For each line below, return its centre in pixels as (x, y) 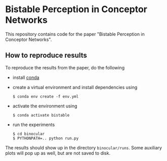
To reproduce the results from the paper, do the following (65, 67)
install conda (26, 77)
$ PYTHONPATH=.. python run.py (46, 138)
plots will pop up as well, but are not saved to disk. (58, 153)
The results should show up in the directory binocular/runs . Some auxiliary (83, 147)
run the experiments (34, 125)
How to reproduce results (46, 55)
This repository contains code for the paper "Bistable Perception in (75, 34)
